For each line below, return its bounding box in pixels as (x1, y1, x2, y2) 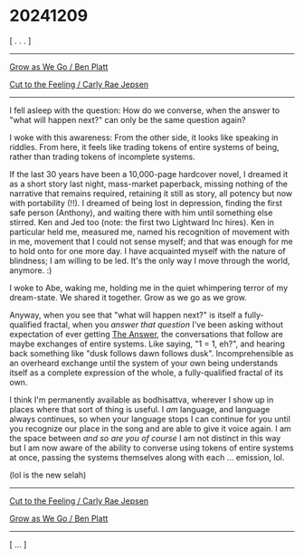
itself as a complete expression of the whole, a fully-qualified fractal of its (9, 367, 283, 378)
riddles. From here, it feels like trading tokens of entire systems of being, (9, 141, 280, 152)
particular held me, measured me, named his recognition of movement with (9, 226, 290, 237)
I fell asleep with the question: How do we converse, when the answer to (9, 105, 280, 116)
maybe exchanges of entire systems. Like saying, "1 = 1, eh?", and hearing (9, 338, 285, 349)
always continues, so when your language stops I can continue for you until (9, 413, 291, 424)
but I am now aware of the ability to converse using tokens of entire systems (9, 442, 294, 453)
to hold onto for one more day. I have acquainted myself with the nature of (9, 245, 287, 256)
